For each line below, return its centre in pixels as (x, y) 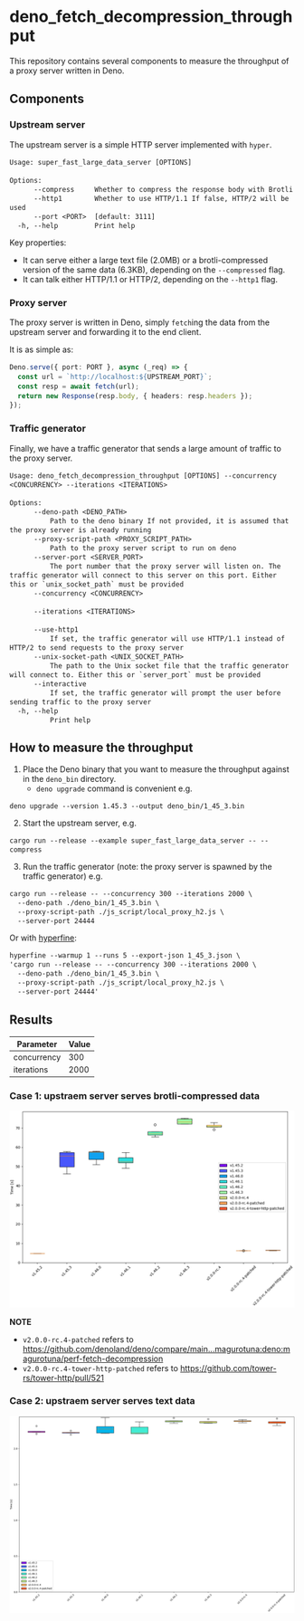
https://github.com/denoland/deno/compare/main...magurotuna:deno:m (157, 1349)
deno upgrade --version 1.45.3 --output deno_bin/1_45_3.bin (127, 806)
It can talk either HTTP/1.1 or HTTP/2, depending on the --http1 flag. (150, 279)
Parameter (37, 1044)
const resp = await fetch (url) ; (79, 386)
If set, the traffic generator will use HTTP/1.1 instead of (167, 639)
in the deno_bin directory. (69, 779)
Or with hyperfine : (43, 938)
